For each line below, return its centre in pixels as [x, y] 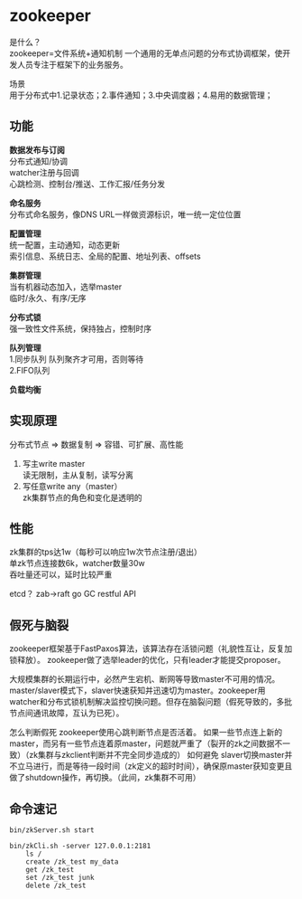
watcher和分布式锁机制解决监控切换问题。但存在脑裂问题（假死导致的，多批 [151, 702]
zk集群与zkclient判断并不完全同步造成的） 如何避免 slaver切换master [157, 755]
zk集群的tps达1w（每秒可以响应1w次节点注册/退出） [106, 552]
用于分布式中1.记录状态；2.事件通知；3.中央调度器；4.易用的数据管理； [141, 95]
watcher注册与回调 [44, 172]
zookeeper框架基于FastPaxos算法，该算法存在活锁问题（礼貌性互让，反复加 [151, 648]
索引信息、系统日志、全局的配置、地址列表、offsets [105, 256]
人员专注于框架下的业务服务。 [72, 64]
